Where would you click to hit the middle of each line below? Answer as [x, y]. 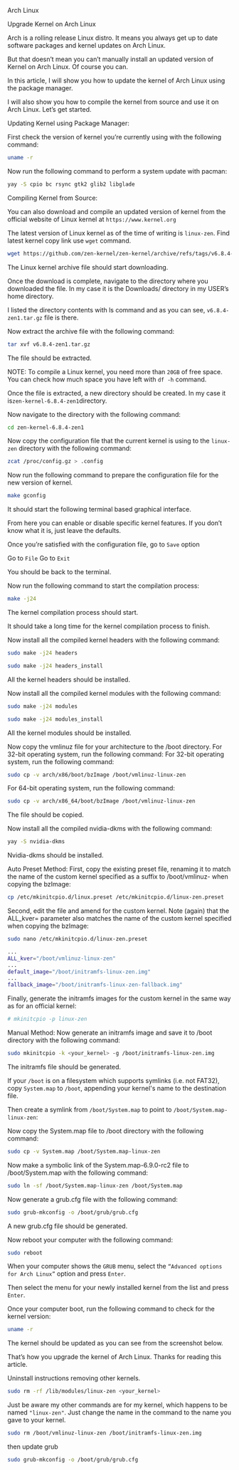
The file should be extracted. [50, 358]
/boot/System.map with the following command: [78, 1173]
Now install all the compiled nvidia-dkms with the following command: [110, 829]
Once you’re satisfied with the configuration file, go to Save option [104, 544]
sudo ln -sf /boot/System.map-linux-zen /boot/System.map [95, 1185]
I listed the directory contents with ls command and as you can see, [106, 310]
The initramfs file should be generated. [64, 1067]
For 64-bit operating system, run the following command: [91, 788]
